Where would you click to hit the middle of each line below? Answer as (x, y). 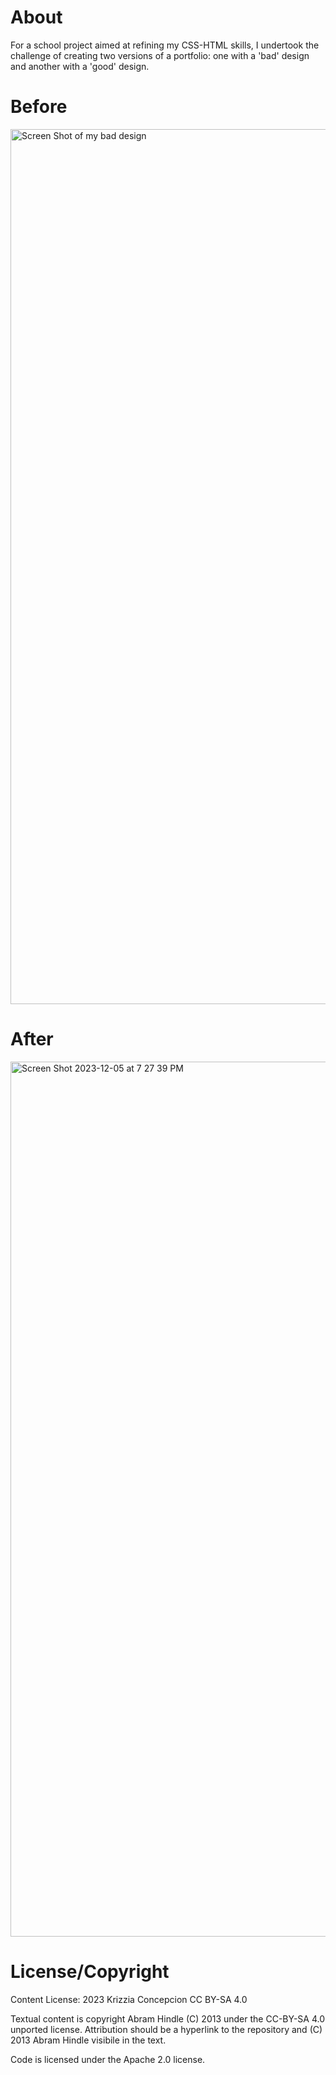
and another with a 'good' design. (80, 66)
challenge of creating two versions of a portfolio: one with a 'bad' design (160, 55)
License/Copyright (90, 1972)
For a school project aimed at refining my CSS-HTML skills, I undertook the (165, 45)
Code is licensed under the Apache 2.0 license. (108, 2059)
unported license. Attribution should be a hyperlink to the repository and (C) (166, 2029)
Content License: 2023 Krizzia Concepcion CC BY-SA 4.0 (129, 1999)
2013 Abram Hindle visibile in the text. (88, 2040)
